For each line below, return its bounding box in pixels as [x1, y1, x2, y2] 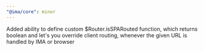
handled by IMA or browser [6, 38, 75, 45]
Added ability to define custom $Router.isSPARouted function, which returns [6, 25, 198, 32]
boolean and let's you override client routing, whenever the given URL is [6, 31, 188, 39]
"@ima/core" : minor [6, 8, 56, 15]
